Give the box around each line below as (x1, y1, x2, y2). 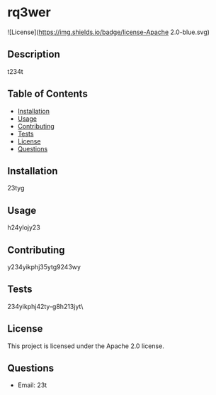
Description (7, 48, 60, 60)
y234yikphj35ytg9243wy (7, 263, 81, 271)
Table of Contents (7, 88, 89, 100)
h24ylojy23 (7, 223, 40, 232)
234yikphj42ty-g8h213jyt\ (7, 302, 84, 310)
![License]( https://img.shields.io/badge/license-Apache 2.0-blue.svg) (7, 28, 210, 36)
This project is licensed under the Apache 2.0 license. (7, 342, 164, 350)
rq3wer (7, 4, 51, 21)
